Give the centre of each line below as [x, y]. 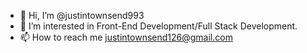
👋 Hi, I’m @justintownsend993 [82, 15]
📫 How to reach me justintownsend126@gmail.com [126, 37]
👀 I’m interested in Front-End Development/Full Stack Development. [158, 26]
